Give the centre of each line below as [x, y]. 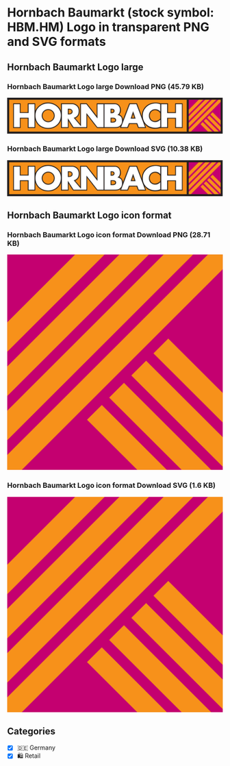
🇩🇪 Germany [36, 748]
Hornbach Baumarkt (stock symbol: [111, 13]
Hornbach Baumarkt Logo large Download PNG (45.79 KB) [105, 86]
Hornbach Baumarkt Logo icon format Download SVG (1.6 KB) [111, 486]
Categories [31, 731]
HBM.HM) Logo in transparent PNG [108, 27]
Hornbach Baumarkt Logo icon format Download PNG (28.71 [109, 234]
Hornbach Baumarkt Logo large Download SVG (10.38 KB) [105, 149]
